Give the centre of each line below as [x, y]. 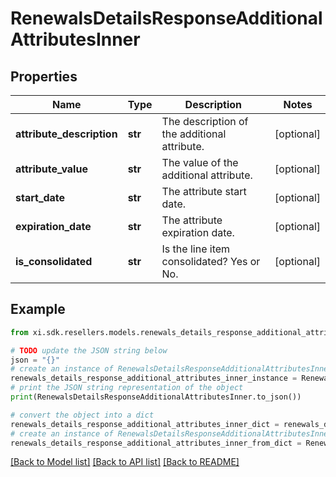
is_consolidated [54, 261]
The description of [205, 121]
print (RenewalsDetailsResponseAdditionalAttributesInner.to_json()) [156, 397]
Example [38, 309]
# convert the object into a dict [82, 415]
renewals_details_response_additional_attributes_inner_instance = [154, 378]
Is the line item [196, 249]
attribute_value [51, 169]
